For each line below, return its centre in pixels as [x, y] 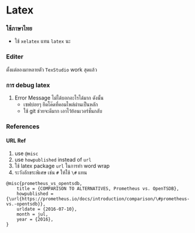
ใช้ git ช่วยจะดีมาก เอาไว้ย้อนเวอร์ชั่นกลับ [63, 111]
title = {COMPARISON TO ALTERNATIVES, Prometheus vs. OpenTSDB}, [98, 189]
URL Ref [16, 141]
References [23, 126]
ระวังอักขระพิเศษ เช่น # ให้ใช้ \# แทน [51, 173]
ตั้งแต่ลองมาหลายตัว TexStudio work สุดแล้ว [52, 69]
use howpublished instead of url [53, 160]
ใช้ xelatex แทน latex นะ [42, 41]
